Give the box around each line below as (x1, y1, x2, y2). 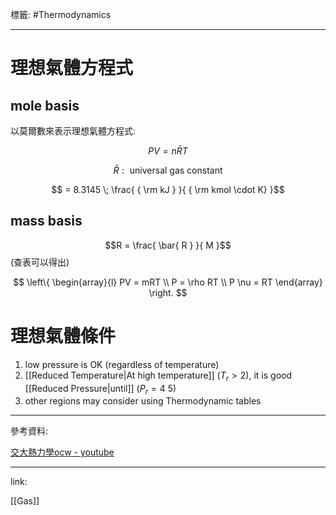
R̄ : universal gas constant (113, 164, 223, 176)
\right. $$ (148, 286, 188, 298)
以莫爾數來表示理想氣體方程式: (10, 125, 137, 137)
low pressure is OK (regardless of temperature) (24, 358, 220, 370)
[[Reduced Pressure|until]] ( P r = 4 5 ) (24, 382, 177, 397)
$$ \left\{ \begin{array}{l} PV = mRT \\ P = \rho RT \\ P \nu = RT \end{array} (13, 276, 323, 288)
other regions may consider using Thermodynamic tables (24, 395, 262, 407)
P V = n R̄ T (148, 145, 188, 157)
